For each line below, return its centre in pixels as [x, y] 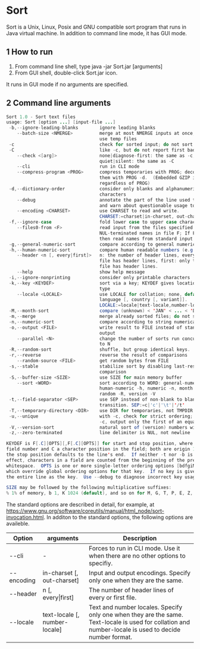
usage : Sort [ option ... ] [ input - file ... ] [61, 122]
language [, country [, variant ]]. [143, 300]
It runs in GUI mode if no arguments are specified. [68, 84]
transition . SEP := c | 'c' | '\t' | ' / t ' [142, 405]
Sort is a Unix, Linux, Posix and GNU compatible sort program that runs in [96, 27]
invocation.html [25, 517]
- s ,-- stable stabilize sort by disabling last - [98, 366]
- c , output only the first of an [141, 422]
